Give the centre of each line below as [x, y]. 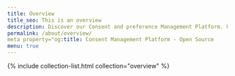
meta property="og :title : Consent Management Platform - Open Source [111, 40]
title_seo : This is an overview [54, 20]
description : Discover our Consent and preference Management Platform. [115, 26]
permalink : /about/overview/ [50, 33]
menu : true [23, 46]
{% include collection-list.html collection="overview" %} [88, 66]
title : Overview [31, 14]
